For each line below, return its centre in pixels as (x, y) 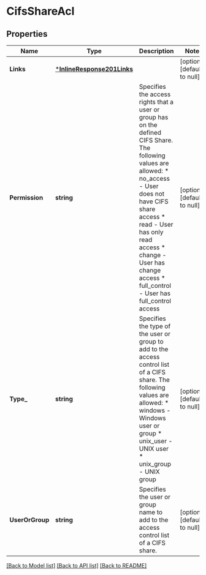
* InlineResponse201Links (94, 69)
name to (151, 512)
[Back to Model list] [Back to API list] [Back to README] (77, 566)
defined (150, 133)
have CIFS (154, 201)
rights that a (156, 102)
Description (156, 51)
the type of (155, 326)
